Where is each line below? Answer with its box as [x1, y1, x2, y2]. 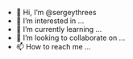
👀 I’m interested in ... [15, 16, 85, 26]
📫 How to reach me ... [15, 42, 91, 51]
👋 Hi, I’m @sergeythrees [15, 8, 97, 17]
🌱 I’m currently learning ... [15, 25, 102, 33]
